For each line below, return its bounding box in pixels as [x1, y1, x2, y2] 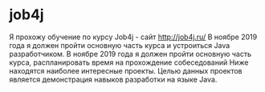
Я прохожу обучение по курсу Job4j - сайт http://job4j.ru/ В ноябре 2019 [9, 32, 258, 42]
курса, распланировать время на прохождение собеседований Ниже [9, 58, 249, 67]
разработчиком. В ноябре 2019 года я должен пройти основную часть [9, 49, 252, 58]
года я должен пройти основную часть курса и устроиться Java [9, 40, 230, 50]
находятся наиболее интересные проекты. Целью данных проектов [9, 66, 243, 75]
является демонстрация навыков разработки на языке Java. [9, 74, 218, 84]
